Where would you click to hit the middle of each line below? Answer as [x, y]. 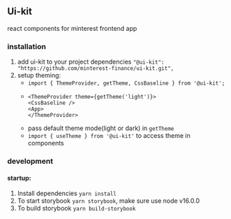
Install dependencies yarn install [67, 193]
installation [27, 46]
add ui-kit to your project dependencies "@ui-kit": [91, 62]
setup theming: [39, 76]
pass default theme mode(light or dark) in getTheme [101, 128]
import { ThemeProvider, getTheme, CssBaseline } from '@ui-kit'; [126, 83]
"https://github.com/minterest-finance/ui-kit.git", [96, 69]
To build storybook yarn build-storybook [76, 209]
